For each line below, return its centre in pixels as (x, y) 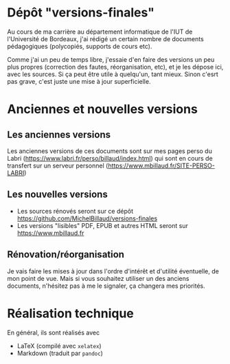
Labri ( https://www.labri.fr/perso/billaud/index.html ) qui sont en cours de (110, 158)
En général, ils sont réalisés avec (54, 332)
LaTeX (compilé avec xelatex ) (59, 345)
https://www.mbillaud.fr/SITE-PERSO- (161, 166)
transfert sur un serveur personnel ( (58, 166)
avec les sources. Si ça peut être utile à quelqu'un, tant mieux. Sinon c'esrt (113, 74)
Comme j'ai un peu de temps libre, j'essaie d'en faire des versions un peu (111, 59)
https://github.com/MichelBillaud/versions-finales (87, 218)
